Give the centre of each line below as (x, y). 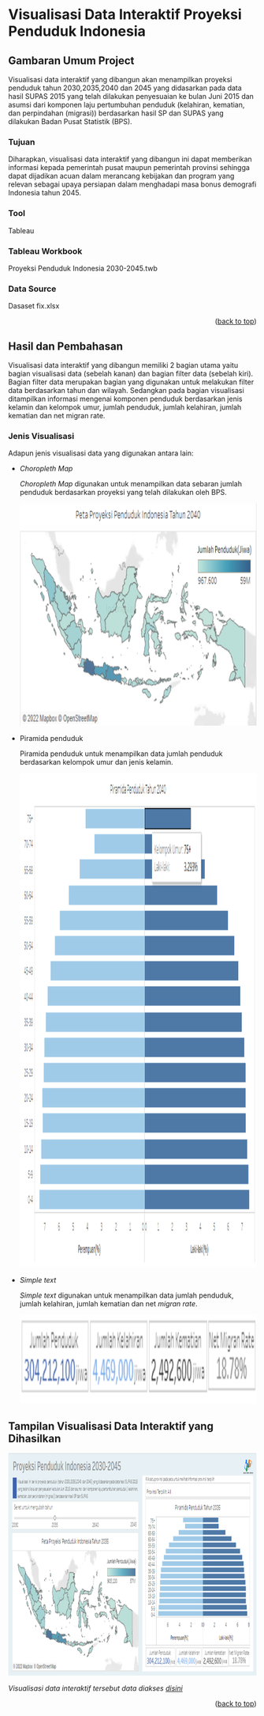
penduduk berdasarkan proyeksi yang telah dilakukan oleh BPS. (123, 493)
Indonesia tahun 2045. (45, 193)
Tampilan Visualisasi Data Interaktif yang (111, 1426)
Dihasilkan (35, 1438)
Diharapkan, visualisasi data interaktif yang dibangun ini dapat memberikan (130, 159)
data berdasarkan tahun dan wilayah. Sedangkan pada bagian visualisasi (126, 390)
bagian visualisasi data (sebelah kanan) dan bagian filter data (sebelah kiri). (131, 374)
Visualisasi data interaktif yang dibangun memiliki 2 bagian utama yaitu (123, 365)
